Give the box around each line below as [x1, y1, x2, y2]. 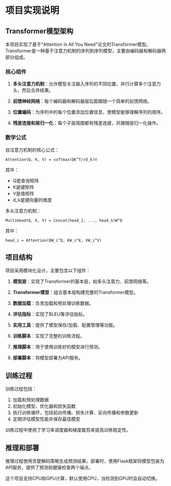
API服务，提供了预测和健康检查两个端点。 [5, 464, 94, 471]
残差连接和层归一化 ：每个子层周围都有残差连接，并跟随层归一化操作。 [12, 120, 161, 126]
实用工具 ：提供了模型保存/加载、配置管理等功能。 [12, 322, 118, 328]
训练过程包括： [5, 386, 37, 392]
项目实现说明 [5, 5, 60, 16]
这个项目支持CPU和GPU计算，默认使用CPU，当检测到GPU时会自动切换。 [5, 475, 160, 481]
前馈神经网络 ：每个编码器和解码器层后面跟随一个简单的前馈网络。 [12, 98, 152, 104]
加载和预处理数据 [12, 397, 49, 403]
